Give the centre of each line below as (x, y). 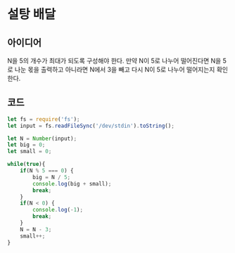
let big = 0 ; (26, 145)
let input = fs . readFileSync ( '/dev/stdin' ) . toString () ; (91, 126)
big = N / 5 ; (52, 177)
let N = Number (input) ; (42, 138)
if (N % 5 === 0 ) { (47, 171)
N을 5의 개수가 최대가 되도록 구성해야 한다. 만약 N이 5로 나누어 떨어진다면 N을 (114, 61)
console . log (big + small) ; (72, 183)
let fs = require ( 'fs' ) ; (44, 119)
